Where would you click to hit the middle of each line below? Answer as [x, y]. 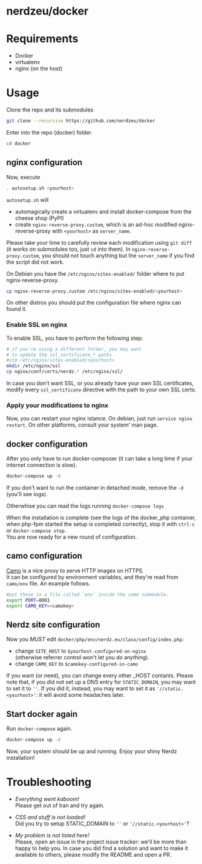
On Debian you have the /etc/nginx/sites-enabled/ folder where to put [95, 273]
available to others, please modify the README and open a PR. [93, 854]
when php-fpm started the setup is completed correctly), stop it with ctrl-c [101, 524]
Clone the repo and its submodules [50, 110]
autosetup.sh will [28, 200]
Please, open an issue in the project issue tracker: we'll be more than [101, 842]
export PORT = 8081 [28, 600]
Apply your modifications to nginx [57, 405]
